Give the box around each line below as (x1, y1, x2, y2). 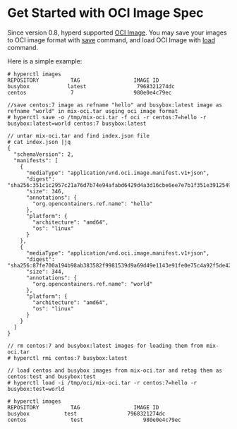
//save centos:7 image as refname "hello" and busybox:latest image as (7, 101, 222, 109)
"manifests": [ (13, 157, 59, 164)
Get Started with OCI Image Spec (7, 5, 204, 21)
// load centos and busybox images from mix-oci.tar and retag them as (7, 367, 222, 374)
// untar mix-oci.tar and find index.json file (7, 132, 150, 139)
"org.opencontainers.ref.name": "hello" (32, 200, 153, 207)
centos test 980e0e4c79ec (7, 416, 181, 423)
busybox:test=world (7, 385, 65, 392)
